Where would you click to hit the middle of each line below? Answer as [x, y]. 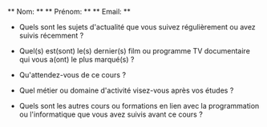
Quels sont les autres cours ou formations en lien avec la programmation [139, 106]
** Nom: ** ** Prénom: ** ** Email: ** [69, 12]
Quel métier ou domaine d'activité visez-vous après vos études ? [126, 90]
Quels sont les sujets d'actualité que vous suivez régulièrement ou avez [137, 27]
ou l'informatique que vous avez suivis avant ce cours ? [111, 114]
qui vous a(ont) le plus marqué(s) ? [77, 60]
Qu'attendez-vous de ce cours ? [72, 75]
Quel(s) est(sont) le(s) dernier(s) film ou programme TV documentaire [134, 51]
